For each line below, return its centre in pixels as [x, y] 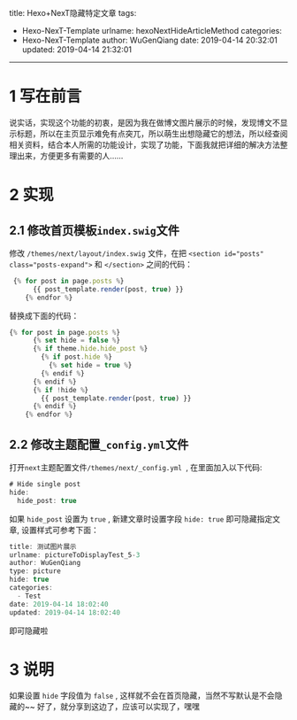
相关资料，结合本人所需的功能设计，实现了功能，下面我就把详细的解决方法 [145, 144]
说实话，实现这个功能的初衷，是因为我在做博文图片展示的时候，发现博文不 [145, 122]
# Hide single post [45, 484]
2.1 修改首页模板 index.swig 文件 [94, 230]
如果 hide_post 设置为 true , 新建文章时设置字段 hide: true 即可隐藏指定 [141, 519]
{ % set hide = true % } [90, 366]
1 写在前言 [46, 97]
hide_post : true [47, 500]
